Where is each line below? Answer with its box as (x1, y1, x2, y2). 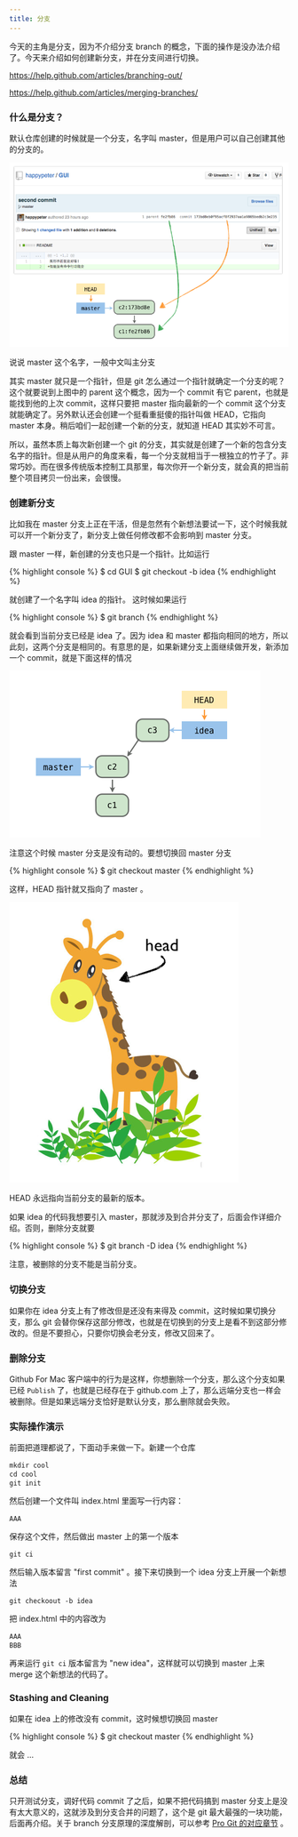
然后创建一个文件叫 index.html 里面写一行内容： (9, 1496, 184, 1506)
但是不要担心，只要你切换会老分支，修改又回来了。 (32, 1328, 219, 1338)
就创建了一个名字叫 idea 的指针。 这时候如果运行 (9, 594, 187, 605)
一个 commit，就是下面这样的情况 (9, 653, 132, 663)
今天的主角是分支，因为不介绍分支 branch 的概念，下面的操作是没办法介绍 (9, 41, 281, 52)
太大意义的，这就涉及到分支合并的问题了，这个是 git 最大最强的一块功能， (16, 1806, 287, 1817)
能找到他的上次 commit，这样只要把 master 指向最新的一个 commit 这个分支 (9, 398, 286, 409)
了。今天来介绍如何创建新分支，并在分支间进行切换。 (9, 52, 204, 62)
